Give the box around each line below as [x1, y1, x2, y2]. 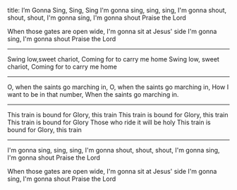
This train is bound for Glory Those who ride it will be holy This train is [7, 118, 211, 126]
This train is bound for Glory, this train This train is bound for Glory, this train [7, 111, 229, 119]
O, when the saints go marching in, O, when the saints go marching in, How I [7, 83, 229, 91]
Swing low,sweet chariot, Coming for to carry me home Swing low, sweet [7, 55, 220, 63]
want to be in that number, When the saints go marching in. [7, 90, 179, 98]
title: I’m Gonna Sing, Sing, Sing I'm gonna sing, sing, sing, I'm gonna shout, [7, 6, 227, 14]
